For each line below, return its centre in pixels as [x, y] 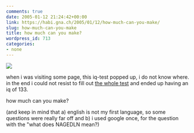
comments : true [24, 11]
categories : [20, 44]
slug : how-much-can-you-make [41, 28]
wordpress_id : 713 [28, 38]
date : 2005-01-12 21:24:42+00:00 [47, 17]
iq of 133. [17, 89]
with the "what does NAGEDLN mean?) [53, 124]
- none [14, 50]
